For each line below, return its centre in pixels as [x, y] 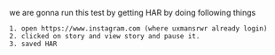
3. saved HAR [33, 44]
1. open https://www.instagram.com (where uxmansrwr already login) [138, 29]
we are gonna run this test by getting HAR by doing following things [133, 13]
